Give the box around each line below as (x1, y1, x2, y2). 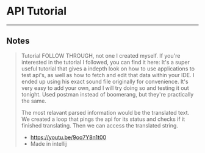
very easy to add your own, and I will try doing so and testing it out (21, 84, 189, 92)
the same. (21, 97, 47, 104)
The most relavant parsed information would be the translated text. (21, 109, 190, 116)
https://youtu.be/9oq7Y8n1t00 (30, 134, 107, 141)
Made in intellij (30, 140, 67, 147)
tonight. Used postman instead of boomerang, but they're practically (21, 90, 194, 98)
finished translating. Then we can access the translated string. (21, 121, 179, 129)
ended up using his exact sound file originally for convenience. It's (21, 78, 189, 85)
